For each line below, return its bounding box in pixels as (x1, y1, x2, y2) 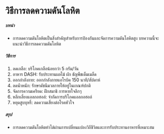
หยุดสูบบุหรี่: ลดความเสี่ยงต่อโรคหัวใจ (12, 99, 74, 105)
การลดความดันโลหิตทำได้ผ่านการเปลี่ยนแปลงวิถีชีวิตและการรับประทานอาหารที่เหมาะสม (12, 124, 154, 130)
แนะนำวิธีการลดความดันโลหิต (12, 41, 61, 47)
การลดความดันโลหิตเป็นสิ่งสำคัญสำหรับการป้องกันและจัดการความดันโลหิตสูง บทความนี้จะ (12, 35, 159, 41)
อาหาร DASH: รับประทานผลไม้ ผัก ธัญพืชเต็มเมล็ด (12, 71, 97, 77)
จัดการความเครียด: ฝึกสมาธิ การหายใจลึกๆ (12, 88, 82, 94)
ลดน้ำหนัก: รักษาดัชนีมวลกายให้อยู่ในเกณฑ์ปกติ (12, 83, 91, 89)
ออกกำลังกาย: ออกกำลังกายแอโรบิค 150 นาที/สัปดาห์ (12, 77, 101, 83)
